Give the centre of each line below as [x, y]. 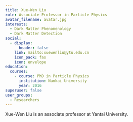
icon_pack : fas [30, 57]
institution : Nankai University [53, 81]
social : [13, 39]
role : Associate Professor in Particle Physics [56, 15]
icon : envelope [30, 62]
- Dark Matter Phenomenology [40, 29]
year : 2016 [30, 85]
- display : [21, 43]
